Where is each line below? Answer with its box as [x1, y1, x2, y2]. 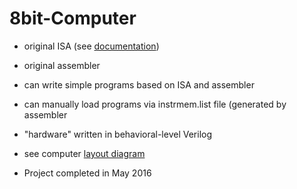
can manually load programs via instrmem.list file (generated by [23, 98, 287, 110]
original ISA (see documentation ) [23, 40, 160, 52]
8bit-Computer [9, 7, 137, 30]
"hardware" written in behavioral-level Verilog [23, 128, 213, 140]
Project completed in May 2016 [23, 167, 152, 179]
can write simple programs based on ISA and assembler [23, 78, 255, 91]
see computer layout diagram [23, 147, 146, 159]
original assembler [23, 59, 101, 71]
